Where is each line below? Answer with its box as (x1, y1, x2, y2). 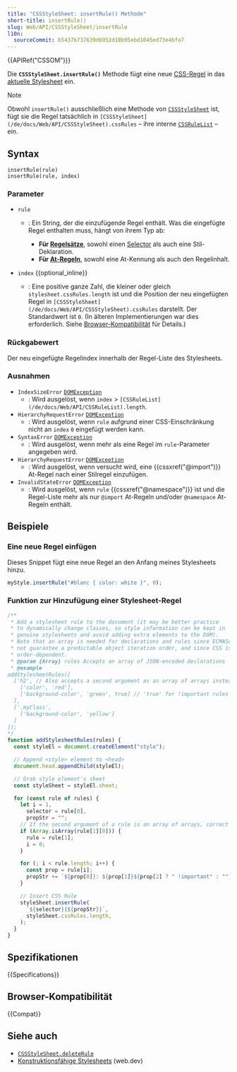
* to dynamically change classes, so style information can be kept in (10, 625, 226, 632)
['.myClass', (13, 704, 52, 711)
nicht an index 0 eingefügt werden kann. (28, 425, 145, 433)
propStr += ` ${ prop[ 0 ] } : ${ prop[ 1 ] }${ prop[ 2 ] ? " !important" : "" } (25, 873, 232, 880)
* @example (10, 664, 42, 672)
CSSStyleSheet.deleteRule (17, 1050, 94, 1057)
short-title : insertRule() (7, 17, 87, 24)
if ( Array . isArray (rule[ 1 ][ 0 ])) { (20, 827, 121, 834)
